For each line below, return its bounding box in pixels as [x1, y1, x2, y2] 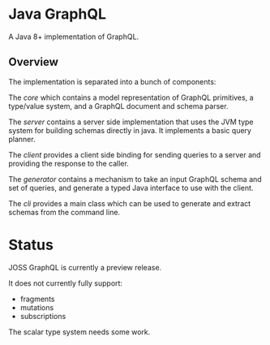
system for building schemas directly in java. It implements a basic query [8, 125, 251, 135]
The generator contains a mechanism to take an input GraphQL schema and [8, 174, 262, 183]
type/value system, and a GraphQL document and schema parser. [8, 101, 229, 110]
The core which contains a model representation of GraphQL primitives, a [8, 93, 254, 102]
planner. [8, 134, 36, 144]
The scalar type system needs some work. [8, 326, 151, 337]
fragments [19, 294, 55, 304]
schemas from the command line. [8, 207, 120, 217]
